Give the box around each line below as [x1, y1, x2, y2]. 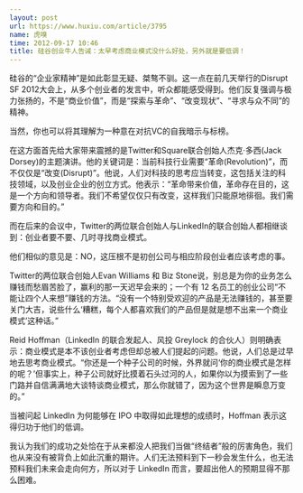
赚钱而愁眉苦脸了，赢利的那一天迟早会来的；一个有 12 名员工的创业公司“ [9, 282, 279, 293]
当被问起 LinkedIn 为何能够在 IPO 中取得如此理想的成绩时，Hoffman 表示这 [9, 410, 287, 421]
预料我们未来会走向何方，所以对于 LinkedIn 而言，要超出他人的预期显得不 [9, 463, 282, 474]
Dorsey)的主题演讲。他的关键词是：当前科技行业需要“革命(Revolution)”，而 [9, 156, 289, 167]
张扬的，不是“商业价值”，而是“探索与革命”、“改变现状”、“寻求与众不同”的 [16, 96, 290, 107]
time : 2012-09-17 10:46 [9, 38, 99, 48]
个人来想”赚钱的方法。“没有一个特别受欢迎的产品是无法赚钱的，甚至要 [32, 293, 293, 303]
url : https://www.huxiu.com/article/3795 [9, 22, 168, 31]
